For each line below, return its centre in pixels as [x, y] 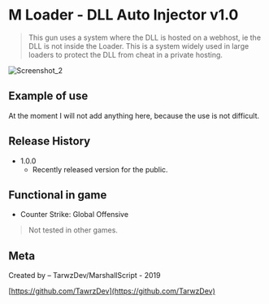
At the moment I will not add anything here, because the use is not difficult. [134, 115]
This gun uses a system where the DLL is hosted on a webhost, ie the [145, 37]
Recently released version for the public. [100, 169]
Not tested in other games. [73, 230]
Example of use [48, 96]
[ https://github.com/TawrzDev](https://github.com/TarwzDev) [112, 291]
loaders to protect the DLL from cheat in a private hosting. [126, 54]
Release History [50, 141]
